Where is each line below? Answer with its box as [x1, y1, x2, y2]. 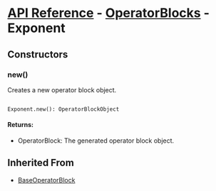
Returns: [7, 121, 34, 129]
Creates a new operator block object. [7, 85, 117, 94]
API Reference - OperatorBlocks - [7, 5, 210, 21]
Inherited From [7, 157, 75, 169]
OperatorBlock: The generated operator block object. [17, 136, 175, 145]
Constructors [7, 48, 68, 60]
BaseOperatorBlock [17, 175, 76, 184]
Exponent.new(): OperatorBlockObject [7, 105, 120, 113]
